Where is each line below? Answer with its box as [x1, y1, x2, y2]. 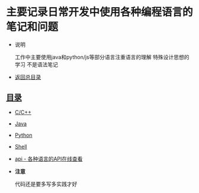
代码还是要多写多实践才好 [14, 180, 78, 187]
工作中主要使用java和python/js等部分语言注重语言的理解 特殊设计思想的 [14, 53, 190, 60]
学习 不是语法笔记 [14, 60, 58, 68]
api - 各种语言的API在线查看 [14, 155, 83, 162]
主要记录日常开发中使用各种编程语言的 [6, 5, 194, 19]
